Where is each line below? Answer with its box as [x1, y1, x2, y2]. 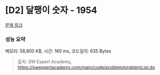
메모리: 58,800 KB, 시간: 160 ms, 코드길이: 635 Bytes [5, 48, 111, 54]
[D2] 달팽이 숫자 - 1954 [5, 4, 97, 16]
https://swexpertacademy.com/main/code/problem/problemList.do [17, 64, 155, 70]
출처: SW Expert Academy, [17, 58, 72, 65]
